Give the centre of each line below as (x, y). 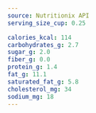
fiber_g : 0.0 (29, 60)
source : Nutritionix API (48, 16)
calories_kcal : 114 (40, 37)
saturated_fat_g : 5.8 (43, 82)
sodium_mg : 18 (31, 96)
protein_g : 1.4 (33, 67)
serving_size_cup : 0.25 (47, 23)
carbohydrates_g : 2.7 (43, 45)
